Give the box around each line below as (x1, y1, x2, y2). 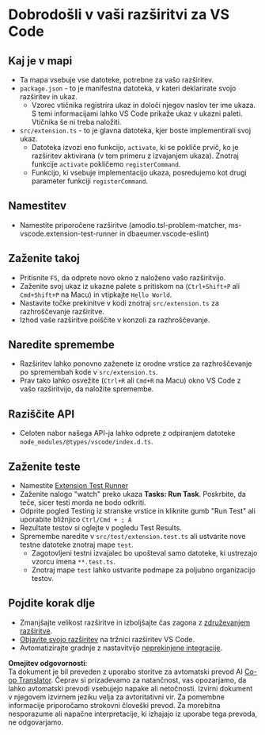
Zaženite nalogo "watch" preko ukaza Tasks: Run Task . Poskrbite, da (19, 490, 247, 499)
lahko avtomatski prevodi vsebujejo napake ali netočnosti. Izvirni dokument (8, 683, 253, 693)
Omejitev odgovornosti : (8, 658, 88, 668)
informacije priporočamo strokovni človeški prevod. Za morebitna (8, 700, 221, 710)
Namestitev (8, 199, 67, 213)
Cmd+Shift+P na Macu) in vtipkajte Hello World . (19, 290, 172, 299)
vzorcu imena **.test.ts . (31, 557, 116, 567)
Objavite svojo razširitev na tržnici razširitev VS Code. (19, 634, 195, 644)
